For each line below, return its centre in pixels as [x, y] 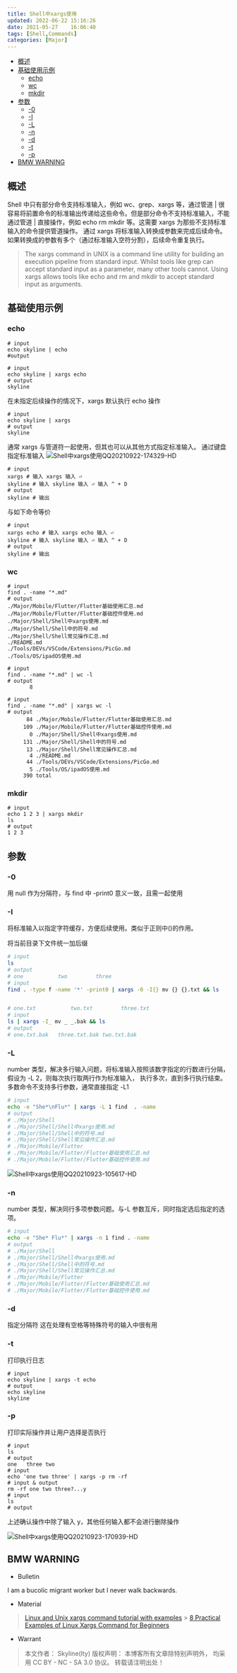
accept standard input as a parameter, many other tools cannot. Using [126, 269]
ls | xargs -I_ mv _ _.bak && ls [56, 1022]
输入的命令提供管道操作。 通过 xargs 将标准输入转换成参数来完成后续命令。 [117, 231]
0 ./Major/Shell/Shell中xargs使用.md [83, 734]
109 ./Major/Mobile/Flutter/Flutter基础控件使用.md [97, 727]
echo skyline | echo [38, 350]
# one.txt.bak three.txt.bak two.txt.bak [72, 1035]
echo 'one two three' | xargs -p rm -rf [68, 1476]
